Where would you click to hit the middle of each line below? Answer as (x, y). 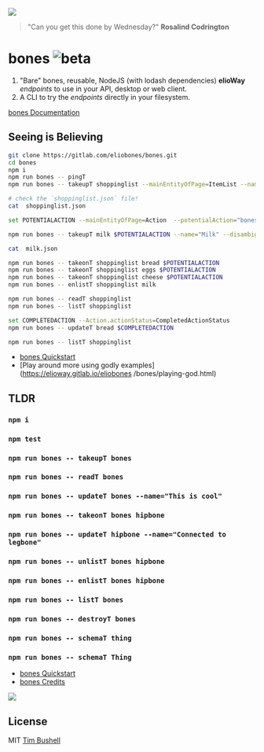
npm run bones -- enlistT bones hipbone (86, 581)
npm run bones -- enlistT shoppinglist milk (82, 285)
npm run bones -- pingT (47, 177)
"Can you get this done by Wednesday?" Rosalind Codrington (128, 27)
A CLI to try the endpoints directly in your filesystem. (104, 97)
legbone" (25, 542)
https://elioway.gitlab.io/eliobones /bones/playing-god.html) (119, 374)
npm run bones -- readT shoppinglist (70, 299)
